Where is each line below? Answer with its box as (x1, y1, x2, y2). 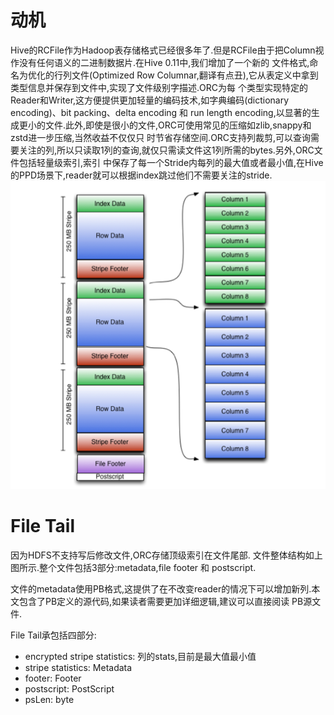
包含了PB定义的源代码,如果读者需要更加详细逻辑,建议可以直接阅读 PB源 (18, 595, 313, 607)
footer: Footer (24, 672, 82, 684)
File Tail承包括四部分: (10, 629, 97, 641)
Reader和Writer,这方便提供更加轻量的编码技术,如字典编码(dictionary (10, 94, 290, 106)
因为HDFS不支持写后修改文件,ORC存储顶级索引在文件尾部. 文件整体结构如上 (10, 549, 323, 561)
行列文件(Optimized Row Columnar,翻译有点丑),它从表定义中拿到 (53, 69, 319, 81)
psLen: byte (24, 693, 75, 705)
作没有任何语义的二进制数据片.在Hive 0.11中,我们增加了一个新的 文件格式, (10, 56, 310, 68)
